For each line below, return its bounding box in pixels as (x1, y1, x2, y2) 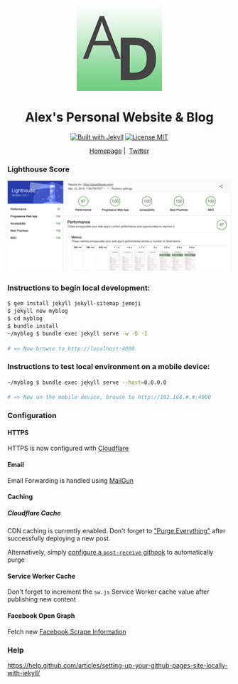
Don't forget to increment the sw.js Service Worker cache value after (7, 587, 210, 596)
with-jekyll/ (7, 668, 40, 677)
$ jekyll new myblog (7, 308, 69, 315)
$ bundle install (7, 322, 59, 329)
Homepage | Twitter (89, 146, 150, 155)
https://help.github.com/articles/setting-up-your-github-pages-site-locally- (7, 661, 229, 670)
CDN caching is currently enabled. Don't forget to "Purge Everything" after (7, 527, 226, 535)
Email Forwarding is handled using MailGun (7, 476, 134, 485)
